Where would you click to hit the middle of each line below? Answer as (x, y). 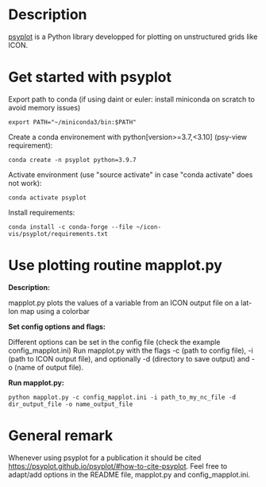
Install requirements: (42, 212)
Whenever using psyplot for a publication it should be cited (105, 458)
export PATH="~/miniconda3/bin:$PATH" (72, 122)
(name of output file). (49, 367)
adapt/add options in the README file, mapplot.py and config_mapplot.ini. (129, 474)
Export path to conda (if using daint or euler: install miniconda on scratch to (132, 99)
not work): (25, 183)
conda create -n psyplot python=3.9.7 (72, 160)
